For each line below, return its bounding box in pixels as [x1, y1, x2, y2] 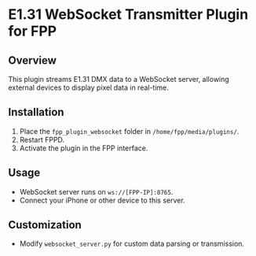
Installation [8, 106, 64, 119]
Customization [8, 218, 82, 232]
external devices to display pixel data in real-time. [8, 83, 169, 92]
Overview [8, 54, 57, 67]
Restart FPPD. [19, 135, 65, 144]
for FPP [8, 22, 57, 40]
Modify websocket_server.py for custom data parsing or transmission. [19, 239, 245, 249]
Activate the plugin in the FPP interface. [19, 143, 148, 153]
